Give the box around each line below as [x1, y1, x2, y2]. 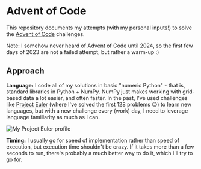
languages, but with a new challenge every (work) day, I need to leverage [6, 107, 188, 114]
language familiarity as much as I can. [6, 113, 100, 120]
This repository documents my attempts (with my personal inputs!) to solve [6, 24, 193, 31]
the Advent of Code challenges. [6, 30, 85, 37]
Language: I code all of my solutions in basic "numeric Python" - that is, [6, 82, 185, 89]
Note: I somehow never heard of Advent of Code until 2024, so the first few [6, 42, 194, 49]
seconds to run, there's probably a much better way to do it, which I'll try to [6, 149, 193, 156]
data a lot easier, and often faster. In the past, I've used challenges [23, 94, 188, 101]
